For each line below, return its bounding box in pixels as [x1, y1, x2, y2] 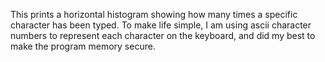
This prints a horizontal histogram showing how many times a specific [10, 9, 298, 20]
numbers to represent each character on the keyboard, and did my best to [10, 30, 316, 41]
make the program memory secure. [10, 40, 156, 52]
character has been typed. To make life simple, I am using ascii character [10, 19, 312, 31]
